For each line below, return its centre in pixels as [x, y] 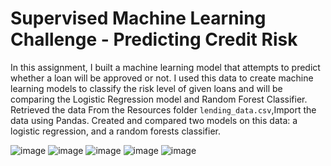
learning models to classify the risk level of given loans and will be [146, 88]
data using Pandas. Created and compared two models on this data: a [154, 120]
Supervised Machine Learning [138, 18]
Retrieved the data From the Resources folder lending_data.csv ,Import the [163, 109]
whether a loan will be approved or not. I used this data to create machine [162, 78]
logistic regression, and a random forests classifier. [115, 131]
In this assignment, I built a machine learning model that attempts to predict [165, 67]
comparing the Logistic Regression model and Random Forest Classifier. [159, 99]
